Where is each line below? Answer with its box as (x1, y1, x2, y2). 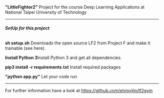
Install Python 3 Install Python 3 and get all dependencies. (5, 55, 122, 60)
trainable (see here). (5, 45, 46, 51)
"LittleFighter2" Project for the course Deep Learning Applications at (5, 4, 145, 10)
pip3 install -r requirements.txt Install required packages (5, 64, 121, 70)
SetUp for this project (5, 25, 50, 31)
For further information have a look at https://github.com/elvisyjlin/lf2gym (5, 88, 153, 94)
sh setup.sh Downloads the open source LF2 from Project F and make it (5, 40, 150, 46)
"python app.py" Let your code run (5, 74, 77, 79)
